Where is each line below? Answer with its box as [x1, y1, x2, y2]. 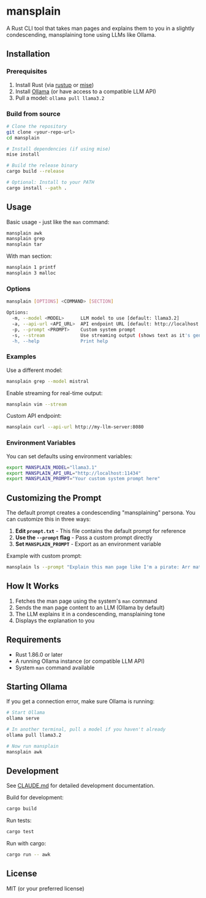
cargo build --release [6, 168, 64, 175]
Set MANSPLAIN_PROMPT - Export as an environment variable [15, 540, 161, 548]
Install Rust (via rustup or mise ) [15, 81, 94, 88]
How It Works [6, 581, 59, 592]
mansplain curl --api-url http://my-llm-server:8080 [6, 424, 144, 430]
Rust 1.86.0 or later [15, 651, 63, 658]
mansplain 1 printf [6, 265, 56, 271]
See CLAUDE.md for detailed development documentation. [6, 782, 155, 790]
